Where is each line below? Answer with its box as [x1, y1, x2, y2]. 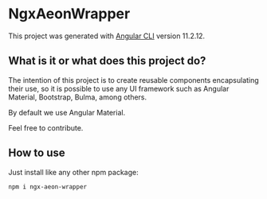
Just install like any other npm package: [8, 167, 139, 177]
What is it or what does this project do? [8, 54, 206, 68]
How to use [8, 146, 65, 160]
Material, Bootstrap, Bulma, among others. [8, 92, 147, 102]
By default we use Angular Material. [8, 107, 126, 117]
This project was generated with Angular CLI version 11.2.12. [8, 31, 206, 41]
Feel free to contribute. [8, 123, 84, 132]
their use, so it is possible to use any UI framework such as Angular [8, 84, 230, 93]
